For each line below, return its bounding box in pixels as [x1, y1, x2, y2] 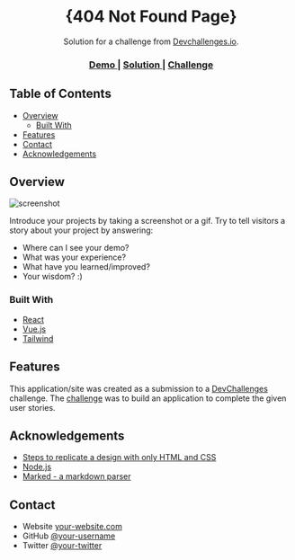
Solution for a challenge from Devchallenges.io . [63, 36, 239, 47]
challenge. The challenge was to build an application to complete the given [9, 393, 287, 404]
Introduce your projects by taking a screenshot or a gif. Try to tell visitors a [9, 216, 286, 227]
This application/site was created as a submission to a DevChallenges [9, 383, 268, 394]
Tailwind [22, 333, 54, 343]
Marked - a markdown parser [22, 471, 132, 482]
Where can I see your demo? [22, 243, 130, 253]
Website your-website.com [22, 521, 123, 532]
